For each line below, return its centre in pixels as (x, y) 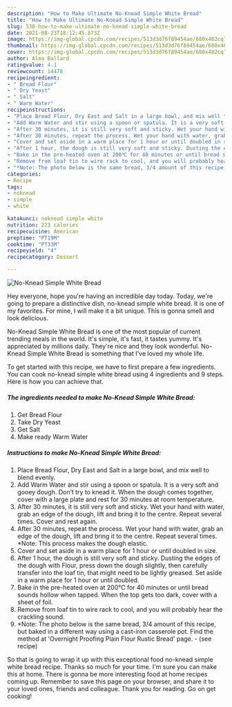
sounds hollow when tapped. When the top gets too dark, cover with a (117, 594)
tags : (15, 187)
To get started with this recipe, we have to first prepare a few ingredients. (112, 367)
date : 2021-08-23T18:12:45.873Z (54, 33)
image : (17, 39)
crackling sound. (41, 617)
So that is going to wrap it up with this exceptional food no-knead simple (110, 659)
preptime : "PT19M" (33, 238)
